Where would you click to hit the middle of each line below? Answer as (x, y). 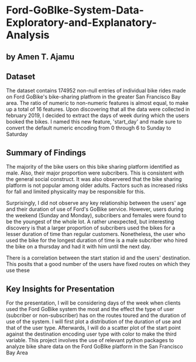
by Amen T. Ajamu (40, 57)
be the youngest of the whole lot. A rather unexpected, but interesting (90, 222)
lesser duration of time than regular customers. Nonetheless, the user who (96, 234)
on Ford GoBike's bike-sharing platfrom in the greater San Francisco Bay (93, 97)
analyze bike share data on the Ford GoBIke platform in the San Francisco (94, 347)
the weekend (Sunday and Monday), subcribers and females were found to (97, 216)
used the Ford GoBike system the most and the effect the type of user (90, 309)
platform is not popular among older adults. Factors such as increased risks (97, 186)
